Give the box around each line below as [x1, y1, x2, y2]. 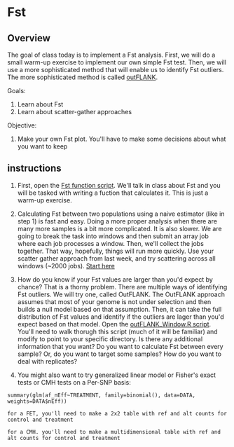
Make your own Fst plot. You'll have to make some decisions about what [17, 135, 226, 143]
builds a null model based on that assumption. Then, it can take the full [17, 305, 222, 313]
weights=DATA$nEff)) [7, 397, 68, 405]
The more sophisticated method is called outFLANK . [7, 73, 158, 81]
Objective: [7, 121, 37, 130]
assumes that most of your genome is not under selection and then [17, 297, 212, 305]
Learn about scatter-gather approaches [17, 108, 132, 116]
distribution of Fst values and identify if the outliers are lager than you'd [17, 312, 224, 321]
